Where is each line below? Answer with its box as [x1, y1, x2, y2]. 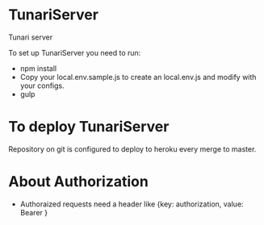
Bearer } [19, 207, 48, 217]
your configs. [19, 81, 65, 90]
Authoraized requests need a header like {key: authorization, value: [19, 199, 244, 209]
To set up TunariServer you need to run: [8, 48, 141, 57]
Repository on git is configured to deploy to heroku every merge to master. [8, 144, 257, 154]
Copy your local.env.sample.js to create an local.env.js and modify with [19, 72, 257, 81]
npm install [19, 63, 57, 73]
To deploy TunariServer [8, 118, 170, 136]
